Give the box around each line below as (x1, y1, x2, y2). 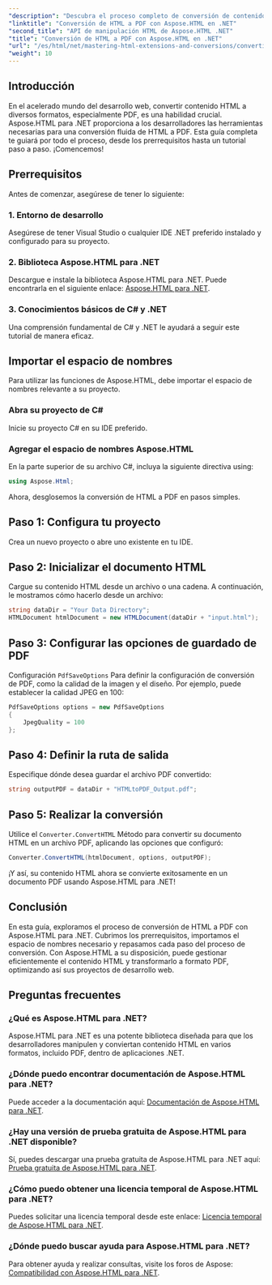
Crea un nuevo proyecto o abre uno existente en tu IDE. (8, 536, 193, 547)
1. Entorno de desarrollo (8, 209, 104, 220)
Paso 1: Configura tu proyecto (8, 515, 161, 529)
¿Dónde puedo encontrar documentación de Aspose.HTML (8, 1069, 246, 1080)
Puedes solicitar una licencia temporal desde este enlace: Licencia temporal (8, 1212, 262, 1222)
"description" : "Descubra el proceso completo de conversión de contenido (8, 11, 266, 20)
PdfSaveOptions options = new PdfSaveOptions (8, 702, 164, 711)
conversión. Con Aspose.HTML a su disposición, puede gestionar (8, 947, 227, 957)
